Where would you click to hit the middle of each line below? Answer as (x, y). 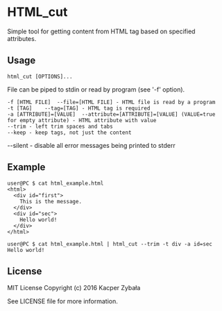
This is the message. (51, 201)
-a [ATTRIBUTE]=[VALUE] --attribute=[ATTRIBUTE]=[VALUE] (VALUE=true (111, 114)
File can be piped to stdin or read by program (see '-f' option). (96, 89)
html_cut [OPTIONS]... (40, 76)
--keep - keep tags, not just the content (69, 133)
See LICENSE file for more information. (62, 301)
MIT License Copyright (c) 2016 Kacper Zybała (74, 288)
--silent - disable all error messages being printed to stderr (91, 145)
